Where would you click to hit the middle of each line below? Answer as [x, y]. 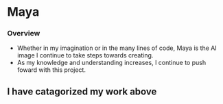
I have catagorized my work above [82, 91]
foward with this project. [51, 70]
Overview [24, 34]
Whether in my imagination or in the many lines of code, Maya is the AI [117, 48]
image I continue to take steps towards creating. [85, 55]
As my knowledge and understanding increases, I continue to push [111, 63]
